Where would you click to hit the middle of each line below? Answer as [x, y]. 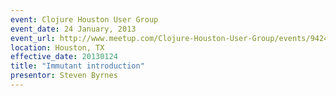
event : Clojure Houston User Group [84, 19]
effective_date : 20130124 [64, 57]
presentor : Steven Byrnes [64, 76]
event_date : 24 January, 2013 [73, 29]
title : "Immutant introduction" [77, 66]
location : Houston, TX [57, 47]
